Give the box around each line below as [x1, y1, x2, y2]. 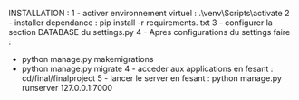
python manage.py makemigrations [21, 54, 154, 64]
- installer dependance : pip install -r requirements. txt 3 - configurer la [8, 17, 273, 28]
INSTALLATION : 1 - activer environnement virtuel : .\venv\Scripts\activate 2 [8, 8, 290, 18]
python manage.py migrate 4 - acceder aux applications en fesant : [21, 63, 274, 74]
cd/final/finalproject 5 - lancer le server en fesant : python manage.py [21, 73, 283, 84]
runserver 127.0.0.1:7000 [21, 83, 113, 93]
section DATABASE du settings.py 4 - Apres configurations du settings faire [8, 27, 291, 37]
